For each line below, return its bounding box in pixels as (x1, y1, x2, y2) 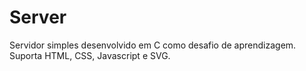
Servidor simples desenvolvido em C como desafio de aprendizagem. (9, 39, 297, 51)
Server (9, 6, 67, 29)
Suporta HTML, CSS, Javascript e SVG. (9, 49, 171, 61)
